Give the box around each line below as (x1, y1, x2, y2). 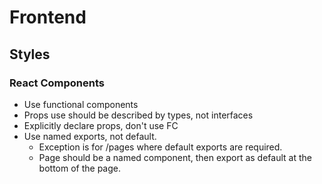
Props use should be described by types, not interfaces (23, 109, 254, 121)
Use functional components (23, 98, 139, 110)
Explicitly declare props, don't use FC (23, 119, 179, 131)
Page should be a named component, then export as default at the (38, 151, 312, 163)
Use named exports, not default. (23, 130, 157, 142)
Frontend (9, 6, 87, 29)
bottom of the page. (38, 162, 122, 174)
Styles (9, 46, 51, 63)
